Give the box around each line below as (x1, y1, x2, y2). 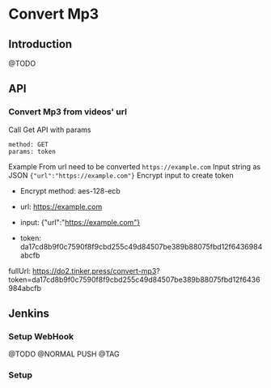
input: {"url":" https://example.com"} (19, 217, 141, 227)
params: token (8, 147, 57, 156)
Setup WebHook (8, 331, 74, 342)
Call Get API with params (8, 125, 91, 134)
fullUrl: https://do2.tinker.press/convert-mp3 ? (8, 266, 160, 275)
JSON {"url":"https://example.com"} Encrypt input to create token (8, 170, 235, 180)
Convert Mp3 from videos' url (8, 106, 128, 117)
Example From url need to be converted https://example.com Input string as (8, 161, 261, 171)
